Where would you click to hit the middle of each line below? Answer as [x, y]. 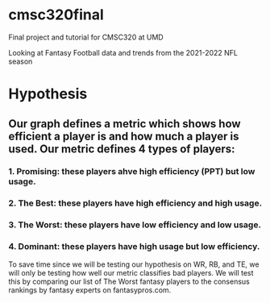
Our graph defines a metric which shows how [125, 124]
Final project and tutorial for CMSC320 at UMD [86, 37]
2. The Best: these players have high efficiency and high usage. [135, 203]
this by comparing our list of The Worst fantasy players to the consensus [129, 281]
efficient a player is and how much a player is [124, 136]
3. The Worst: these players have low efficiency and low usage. [135, 225]
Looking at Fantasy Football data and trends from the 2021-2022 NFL [123, 52]
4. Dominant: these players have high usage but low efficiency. [134, 247]
